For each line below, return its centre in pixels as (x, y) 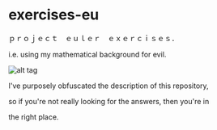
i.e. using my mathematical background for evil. (87, 54)
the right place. (34, 117)
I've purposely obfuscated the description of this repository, (108, 86)
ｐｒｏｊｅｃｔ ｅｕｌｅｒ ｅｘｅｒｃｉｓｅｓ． (94, 38)
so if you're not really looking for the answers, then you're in (109, 101)
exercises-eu (54, 15)
